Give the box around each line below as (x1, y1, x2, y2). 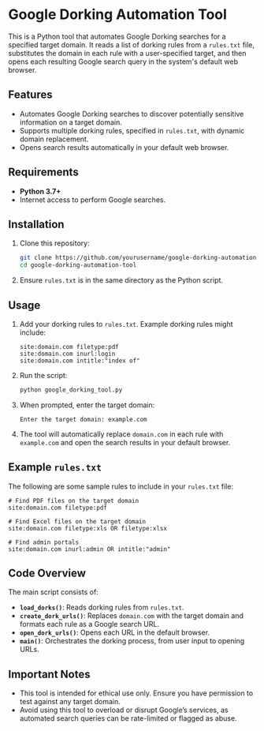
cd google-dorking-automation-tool (19, 261, 137, 269)
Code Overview (8, 567, 87, 580)
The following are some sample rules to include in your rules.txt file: (8, 482, 234, 491)
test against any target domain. (19, 697, 121, 707)
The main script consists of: (8, 587, 99, 597)
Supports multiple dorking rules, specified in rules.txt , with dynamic (19, 126, 245, 135)
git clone (19, 254, 53, 262)
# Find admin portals (8, 538, 80, 546)
